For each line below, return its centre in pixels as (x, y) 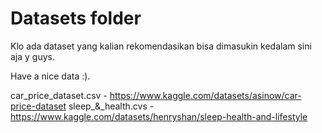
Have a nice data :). (50, 76)
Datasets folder (76, 18)
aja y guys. (33, 56)
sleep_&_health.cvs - (111, 106)
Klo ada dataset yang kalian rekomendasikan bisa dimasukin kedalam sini (161, 46)
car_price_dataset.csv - (59, 95)
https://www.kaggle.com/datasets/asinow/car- (205, 95)
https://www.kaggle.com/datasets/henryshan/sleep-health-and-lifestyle (159, 116)
